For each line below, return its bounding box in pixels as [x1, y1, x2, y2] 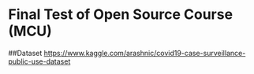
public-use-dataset [8, 57, 71, 66]
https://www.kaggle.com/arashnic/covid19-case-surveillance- [43, 48, 246, 57]
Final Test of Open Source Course [8, 6, 233, 24]
